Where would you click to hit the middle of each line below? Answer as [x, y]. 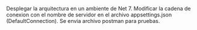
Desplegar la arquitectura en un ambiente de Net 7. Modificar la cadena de [98, 9]
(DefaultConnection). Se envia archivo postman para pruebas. [83, 21]
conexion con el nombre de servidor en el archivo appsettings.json [89, 15]
